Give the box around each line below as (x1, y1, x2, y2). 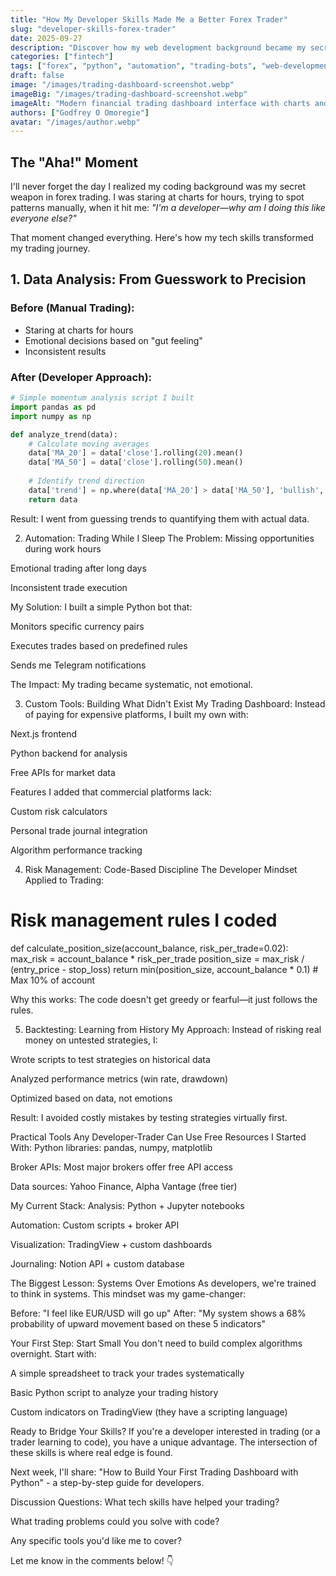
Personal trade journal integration (10, 824, 148, 836)
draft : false (10, 71, 65, 81)
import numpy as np (10, 411, 92, 421)
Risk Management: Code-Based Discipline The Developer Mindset (24, 863, 298, 875)
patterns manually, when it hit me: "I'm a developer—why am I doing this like (10, 202, 326, 214)
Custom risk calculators (10, 805, 108, 817)
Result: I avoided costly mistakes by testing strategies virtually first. (10, 1111, 288, 1123)
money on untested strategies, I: (24, 1034, 158, 1046)
